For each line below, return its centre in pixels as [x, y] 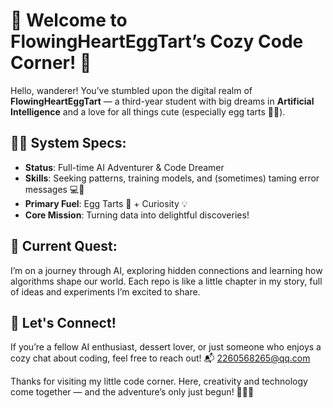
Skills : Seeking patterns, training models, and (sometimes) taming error [172, 178]
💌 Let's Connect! [63, 322]
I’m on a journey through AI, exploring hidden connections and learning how [166, 270]
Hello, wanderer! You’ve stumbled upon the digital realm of [131, 90]
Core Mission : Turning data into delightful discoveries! [137, 215]
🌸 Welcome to [69, 20]
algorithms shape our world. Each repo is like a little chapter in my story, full [166, 281]
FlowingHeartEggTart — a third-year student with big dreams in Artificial [162, 101]
